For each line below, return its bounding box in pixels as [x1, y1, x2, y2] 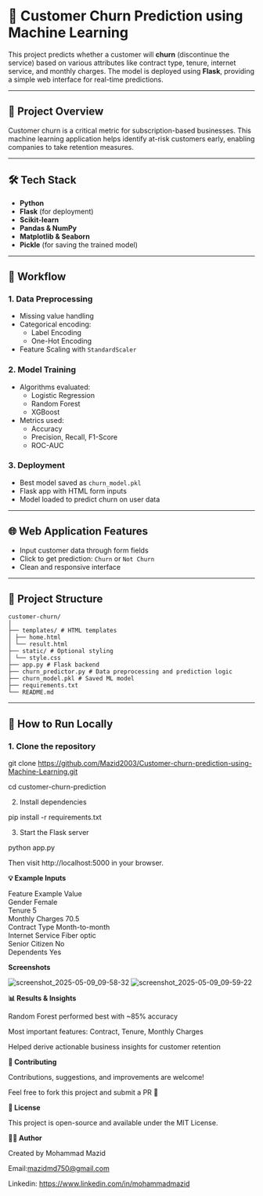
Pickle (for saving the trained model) [19, 239, 139, 250]
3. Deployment [8, 460, 65, 471]
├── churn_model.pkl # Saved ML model [8, 675, 135, 683]
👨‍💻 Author [8, 1133, 43, 1143]
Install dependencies [19, 797, 88, 807]
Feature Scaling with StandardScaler [19, 345, 137, 354]
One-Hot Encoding [31, 337, 92, 346]
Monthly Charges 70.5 [8, 914, 80, 924]
